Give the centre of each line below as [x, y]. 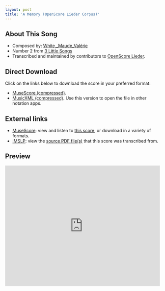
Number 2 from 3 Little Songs [42, 51]
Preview [18, 157]
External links [27, 119]
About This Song [31, 34]
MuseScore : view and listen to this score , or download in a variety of [82, 130]
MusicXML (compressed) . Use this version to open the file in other [79, 98]
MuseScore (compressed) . [39, 93]
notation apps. [27, 103]
